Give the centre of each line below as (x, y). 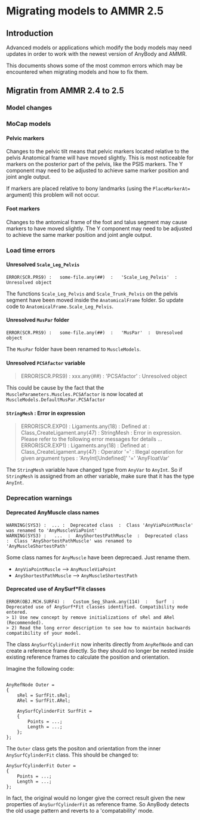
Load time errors (31, 250)
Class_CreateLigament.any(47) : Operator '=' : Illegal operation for (102, 452)
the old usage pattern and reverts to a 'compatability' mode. (80, 810)
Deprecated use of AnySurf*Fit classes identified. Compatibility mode (97, 607)
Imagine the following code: (40, 668)
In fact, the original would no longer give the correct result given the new (96, 798)
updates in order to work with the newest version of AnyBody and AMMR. (96, 54)
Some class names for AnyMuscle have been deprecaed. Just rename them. (99, 557)
